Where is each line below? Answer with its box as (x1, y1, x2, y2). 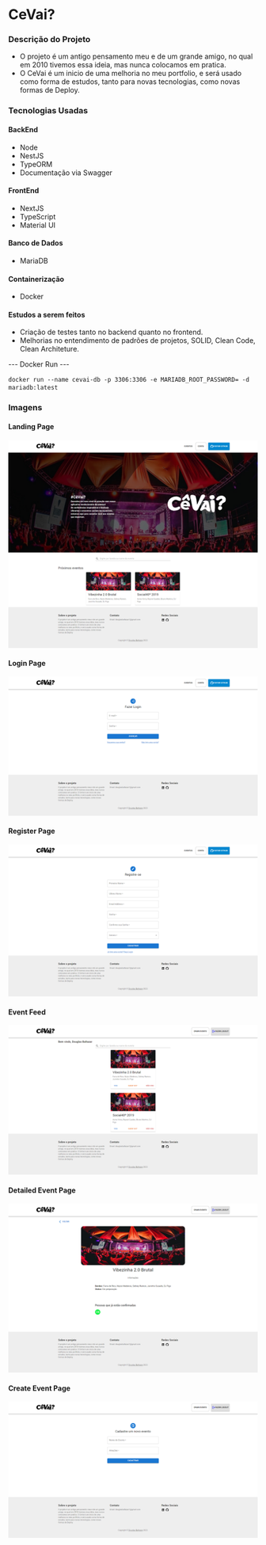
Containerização (8, 274, 65, 284)
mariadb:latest (8, 384, 59, 392)
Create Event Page (8, 1383, 71, 1393)
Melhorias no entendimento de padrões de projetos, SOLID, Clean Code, (19, 336, 256, 345)
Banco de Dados (8, 238, 63, 248)
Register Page (8, 826, 55, 836)
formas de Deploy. (19, 86, 81, 95)
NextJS (19, 204, 44, 213)
